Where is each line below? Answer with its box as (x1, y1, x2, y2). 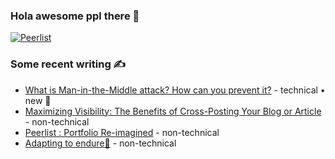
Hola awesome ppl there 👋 (10, 9, 140, 23)
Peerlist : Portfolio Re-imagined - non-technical (24, 126, 220, 138)
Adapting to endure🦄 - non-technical (24, 137, 177, 149)
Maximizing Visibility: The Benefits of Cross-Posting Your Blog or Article (24, 105, 322, 117)
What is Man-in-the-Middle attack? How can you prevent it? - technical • (24, 84, 326, 96)
